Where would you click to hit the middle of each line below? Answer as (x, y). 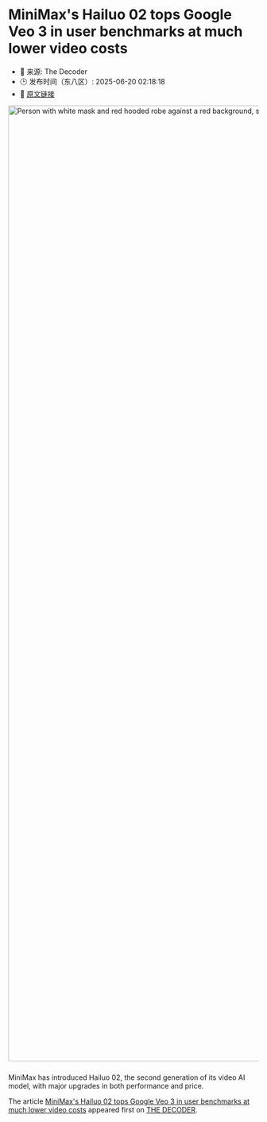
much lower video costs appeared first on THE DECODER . (103, 1109)
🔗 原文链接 (37, 94)
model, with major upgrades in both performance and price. (106, 1085)
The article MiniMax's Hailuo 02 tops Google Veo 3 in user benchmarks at (129, 1101)
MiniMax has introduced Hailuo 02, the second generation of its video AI (127, 1077)
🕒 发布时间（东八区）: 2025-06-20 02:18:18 (92, 81)
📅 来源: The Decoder (53, 71)
